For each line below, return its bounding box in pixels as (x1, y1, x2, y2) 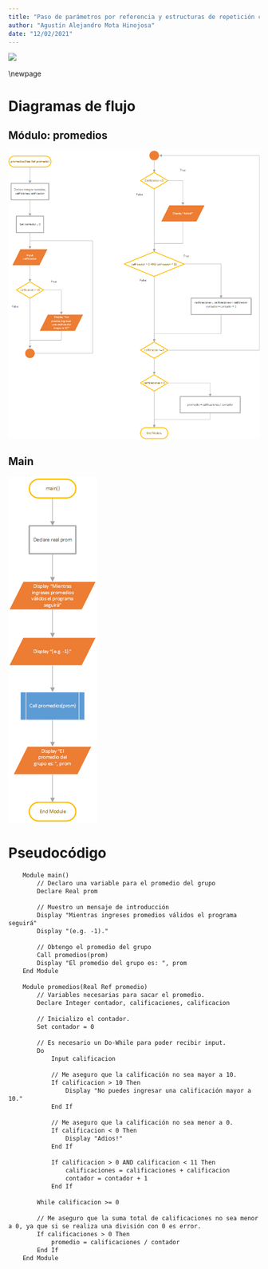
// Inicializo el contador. (37, 1015, 130, 1023)
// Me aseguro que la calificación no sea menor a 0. (50, 1118, 234, 1126)
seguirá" (8, 919, 37, 927)
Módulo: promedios (8, 128, 108, 142)
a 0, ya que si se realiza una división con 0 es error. (8, 1222, 202, 1230)
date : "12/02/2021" (8, 30, 73, 37)
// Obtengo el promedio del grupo (37, 943, 152, 951)
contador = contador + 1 (65, 1174, 148, 1182)
